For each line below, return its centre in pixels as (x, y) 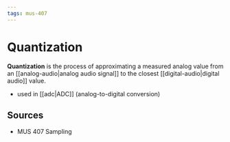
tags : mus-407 (27, 13)
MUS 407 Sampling (44, 132)
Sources (25, 115)
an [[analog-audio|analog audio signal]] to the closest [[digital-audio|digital (113, 73)
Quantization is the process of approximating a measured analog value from (116, 66)
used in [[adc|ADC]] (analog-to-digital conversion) (89, 94)
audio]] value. (27, 81)
